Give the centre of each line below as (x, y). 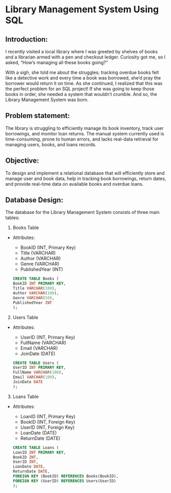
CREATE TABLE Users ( (36, 363)
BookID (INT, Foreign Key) (48, 422)
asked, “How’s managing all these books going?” (57, 62)
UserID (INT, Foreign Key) (48, 427)
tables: (13, 218)
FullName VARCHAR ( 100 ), (38, 372)
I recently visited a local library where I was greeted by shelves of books (81, 52)
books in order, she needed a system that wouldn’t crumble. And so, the (81, 94)
